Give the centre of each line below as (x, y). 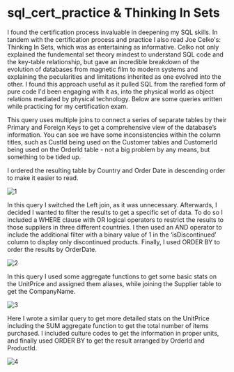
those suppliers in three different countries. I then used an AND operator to (115, 227)
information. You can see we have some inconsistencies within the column (114, 135)
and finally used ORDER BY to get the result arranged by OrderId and (106, 341)
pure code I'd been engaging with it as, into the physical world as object (111, 91)
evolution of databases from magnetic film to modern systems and (103, 69)
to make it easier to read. (43, 178)
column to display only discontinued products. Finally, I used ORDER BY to (114, 241)
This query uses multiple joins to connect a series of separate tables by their (117, 119)
